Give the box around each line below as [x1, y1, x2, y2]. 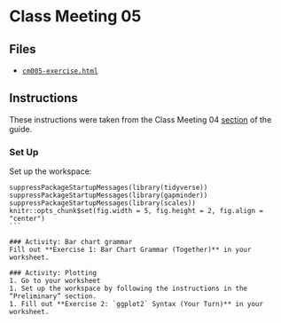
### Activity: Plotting [9, 269, 98, 278]
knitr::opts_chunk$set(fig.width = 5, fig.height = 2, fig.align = [9, 207, 264, 216]
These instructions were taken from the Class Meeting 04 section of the [9, 114, 272, 125]
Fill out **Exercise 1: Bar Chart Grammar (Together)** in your [9, 246, 252, 255]
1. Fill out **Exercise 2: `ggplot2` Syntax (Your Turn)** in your [9, 300, 264, 309]
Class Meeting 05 [9, 6, 142, 27]
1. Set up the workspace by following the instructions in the [9, 284, 248, 294]
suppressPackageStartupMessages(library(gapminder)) [9, 191, 208, 201]
